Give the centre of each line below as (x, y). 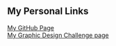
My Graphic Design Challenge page (58, 35)
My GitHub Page (31, 27)
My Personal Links (48, 11)
